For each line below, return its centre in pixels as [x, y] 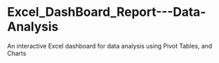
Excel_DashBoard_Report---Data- [106, 12]
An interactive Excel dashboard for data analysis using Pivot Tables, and [110, 46]
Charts [17, 53]
